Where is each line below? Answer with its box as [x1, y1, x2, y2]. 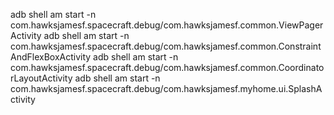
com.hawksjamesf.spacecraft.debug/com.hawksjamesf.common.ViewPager [10, 19, 324, 31]
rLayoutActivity [10, 72, 73, 84]
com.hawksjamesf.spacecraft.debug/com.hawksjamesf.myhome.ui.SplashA [10, 83, 323, 94]
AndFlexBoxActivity [10, 51, 92, 63]
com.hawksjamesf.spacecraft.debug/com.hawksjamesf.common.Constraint [10, 40, 322, 52]
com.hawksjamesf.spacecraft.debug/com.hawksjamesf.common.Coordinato [10, 62, 325, 73]
